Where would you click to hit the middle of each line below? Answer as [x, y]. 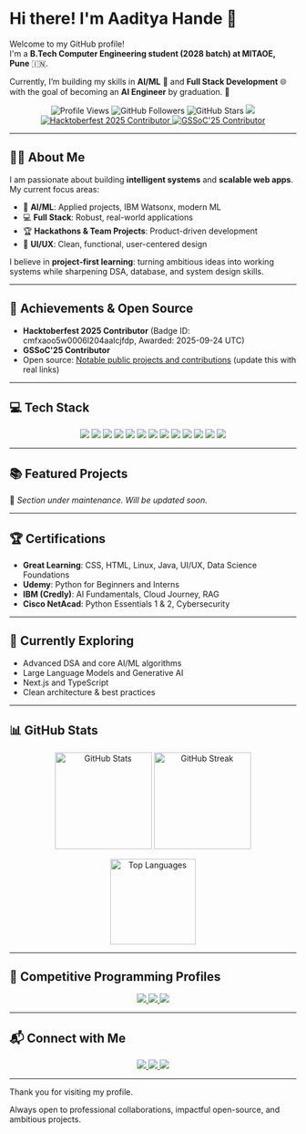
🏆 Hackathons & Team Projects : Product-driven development [140, 231]
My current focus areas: [55, 189]
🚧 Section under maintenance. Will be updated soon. [108, 500]
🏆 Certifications [58, 539]
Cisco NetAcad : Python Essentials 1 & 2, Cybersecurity [126, 604]
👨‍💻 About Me [47, 157]
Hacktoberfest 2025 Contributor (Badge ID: [106, 330]
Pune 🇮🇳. [29, 63]
